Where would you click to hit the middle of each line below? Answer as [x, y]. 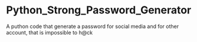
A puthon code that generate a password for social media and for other [92, 26]
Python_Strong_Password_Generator [99, 10]
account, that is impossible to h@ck [50, 32]
